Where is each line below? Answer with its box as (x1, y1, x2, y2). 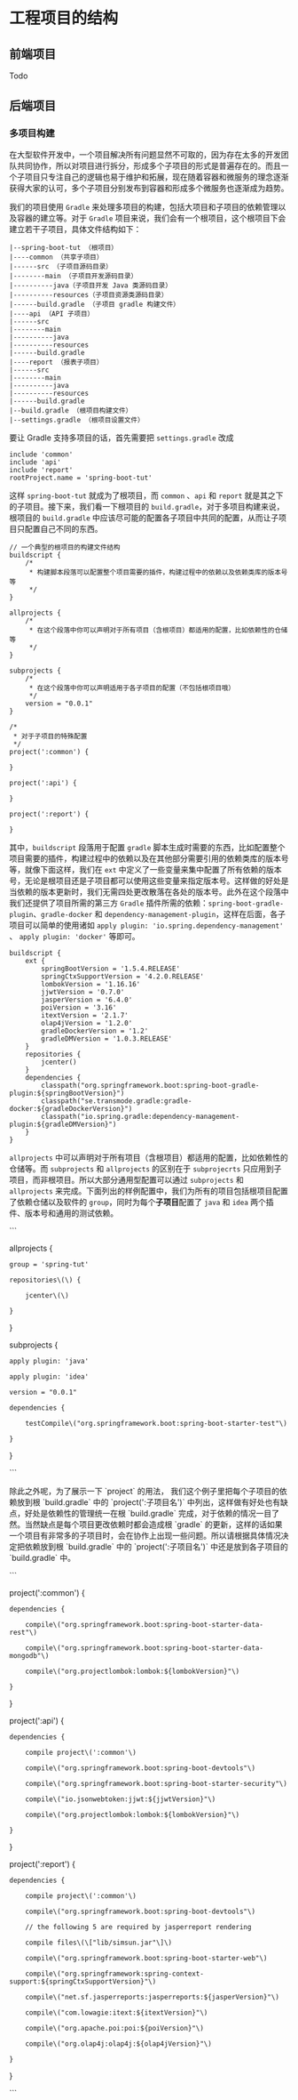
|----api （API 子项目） (9, 309, 95, 318)
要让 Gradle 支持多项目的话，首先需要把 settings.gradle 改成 (9, 432, 234, 443)
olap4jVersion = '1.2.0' (41, 1018, 133, 1027)
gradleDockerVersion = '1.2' (41, 1026, 149, 1035)
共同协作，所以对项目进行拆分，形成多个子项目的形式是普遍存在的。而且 (16, 160, 281, 171)
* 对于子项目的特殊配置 (12, 731, 88, 741)
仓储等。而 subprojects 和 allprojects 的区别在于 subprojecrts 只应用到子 (9, 1163, 282, 1174)
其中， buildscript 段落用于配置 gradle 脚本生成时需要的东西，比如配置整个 (9, 841, 286, 852)
